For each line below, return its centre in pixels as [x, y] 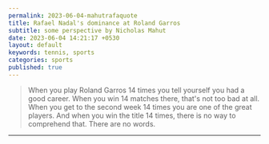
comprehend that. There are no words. [92, 123]
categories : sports [41, 60]
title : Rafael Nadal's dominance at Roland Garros [94, 23]
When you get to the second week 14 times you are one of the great [140, 107]
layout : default [35, 45]
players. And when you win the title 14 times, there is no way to [132, 115]
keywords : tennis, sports [51, 53]
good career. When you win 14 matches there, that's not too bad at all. [144, 98]
